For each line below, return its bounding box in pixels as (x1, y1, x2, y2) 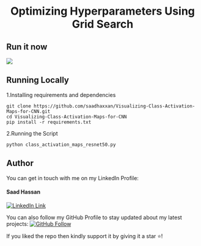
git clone (6, 103, 32, 109)
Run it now (6, 42, 48, 52)
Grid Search (71, 17, 134, 31)
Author (6, 158, 34, 168)
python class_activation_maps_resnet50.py (6, 142, 116, 148)
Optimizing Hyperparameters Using (10, 4, 196, 18)
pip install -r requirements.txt (6, 119, 92, 125)
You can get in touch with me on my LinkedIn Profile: (6, 174, 139, 181)
